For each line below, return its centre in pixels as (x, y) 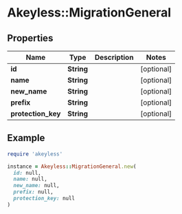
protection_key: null (44, 199)
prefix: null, (33, 192)
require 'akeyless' (35, 154)
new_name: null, (36, 186)
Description (114, 57)
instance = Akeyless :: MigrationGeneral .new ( (72, 167)
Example (26, 138)
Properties (30, 38)
